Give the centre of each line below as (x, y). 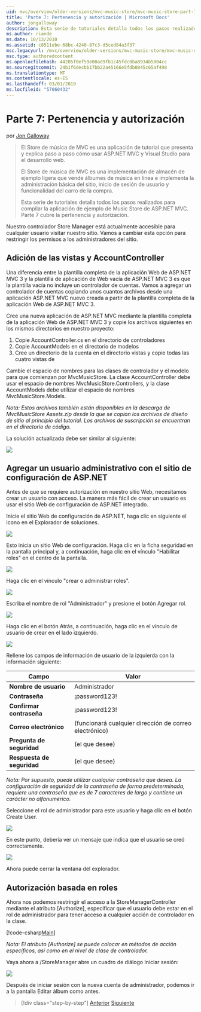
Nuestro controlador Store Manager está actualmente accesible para (91, 226)
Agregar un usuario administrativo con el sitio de (99, 468)
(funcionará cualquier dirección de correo (133, 723)
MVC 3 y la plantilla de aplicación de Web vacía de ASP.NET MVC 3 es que (98, 279)
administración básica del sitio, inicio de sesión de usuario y (95, 184)
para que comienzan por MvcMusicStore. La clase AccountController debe (98, 377)
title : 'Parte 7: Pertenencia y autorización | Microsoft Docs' (88, 17)
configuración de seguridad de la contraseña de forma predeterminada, (96, 786)
